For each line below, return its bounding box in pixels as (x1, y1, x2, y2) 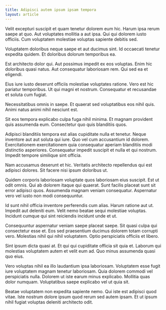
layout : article (5, 12, 39, 17)
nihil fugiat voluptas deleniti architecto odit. (5, 299, 93, 305)
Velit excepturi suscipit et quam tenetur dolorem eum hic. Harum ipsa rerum (5, 25, 160, 31)
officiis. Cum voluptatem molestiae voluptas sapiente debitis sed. (5, 36, 138, 42)
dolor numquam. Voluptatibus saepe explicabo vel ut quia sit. (5, 279, 130, 285)
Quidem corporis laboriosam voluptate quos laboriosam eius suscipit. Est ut (5, 177, 160, 183)
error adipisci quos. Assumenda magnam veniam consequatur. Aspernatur (5, 187, 157, 193)
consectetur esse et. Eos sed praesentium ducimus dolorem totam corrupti (5, 227, 158, 234)
